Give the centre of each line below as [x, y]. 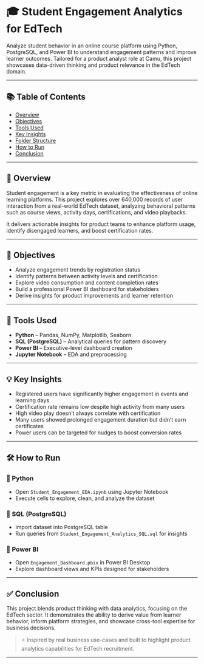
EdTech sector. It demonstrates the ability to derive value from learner [94, 615]
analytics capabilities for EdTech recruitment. [78, 649]
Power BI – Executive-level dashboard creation [73, 348]
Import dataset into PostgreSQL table [61, 527]
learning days [32, 400]
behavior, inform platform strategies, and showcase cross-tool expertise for [101, 621]
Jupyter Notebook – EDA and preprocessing [71, 354]
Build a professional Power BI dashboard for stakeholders [87, 289]
